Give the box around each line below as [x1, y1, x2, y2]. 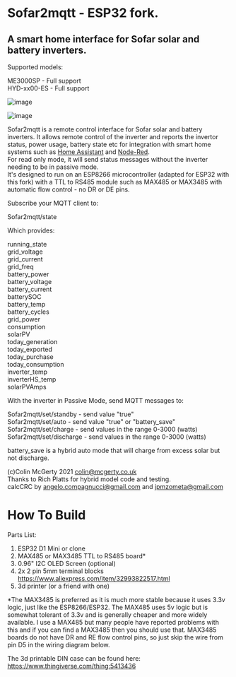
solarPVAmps [7, 383, 47, 391]
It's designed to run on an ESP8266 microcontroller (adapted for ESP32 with [7, 170, 230, 178]
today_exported [7, 345, 53, 353]
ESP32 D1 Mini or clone [17, 544, 86, 553]
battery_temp [7, 300, 46, 308]
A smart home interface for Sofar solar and [7, 33, 200, 45]
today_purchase [7, 353, 54, 361]
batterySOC [7, 293, 42, 301]
